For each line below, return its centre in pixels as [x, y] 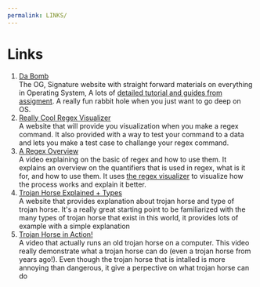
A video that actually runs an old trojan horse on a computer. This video [134, 242]
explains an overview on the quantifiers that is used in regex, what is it [132, 167]
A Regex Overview [49, 151]
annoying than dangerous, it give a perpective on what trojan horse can [134, 267]
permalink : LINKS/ [37, 15]
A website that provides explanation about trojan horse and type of [126, 201]
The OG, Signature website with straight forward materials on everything [135, 84]
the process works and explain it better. [82, 184]
